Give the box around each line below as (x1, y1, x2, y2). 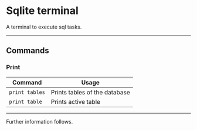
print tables (9, 89, 46, 96)
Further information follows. (6, 118, 73, 125)
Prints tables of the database (50, 88, 130, 96)
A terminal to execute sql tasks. (6, 23, 82, 30)
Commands (6, 45, 50, 56)
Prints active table (50, 97, 101, 106)
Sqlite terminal (6, 4, 79, 17)
